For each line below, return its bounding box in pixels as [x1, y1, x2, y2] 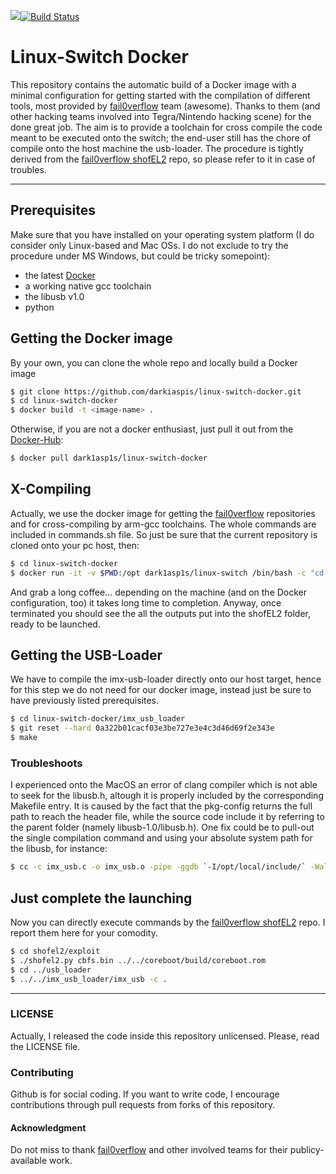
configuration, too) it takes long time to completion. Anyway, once [10, 596, 282, 609]
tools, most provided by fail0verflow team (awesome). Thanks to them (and [10, 100, 321, 112]
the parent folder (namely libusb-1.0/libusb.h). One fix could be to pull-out [10, 821, 315, 834]
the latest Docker [24, 269, 96, 281]
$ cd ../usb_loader [10, 965, 92, 975]
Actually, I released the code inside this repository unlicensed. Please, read [10, 1030, 320, 1042]
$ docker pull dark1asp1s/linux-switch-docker [10, 453, 208, 464]
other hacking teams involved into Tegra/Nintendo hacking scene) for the [10, 110, 312, 122]
